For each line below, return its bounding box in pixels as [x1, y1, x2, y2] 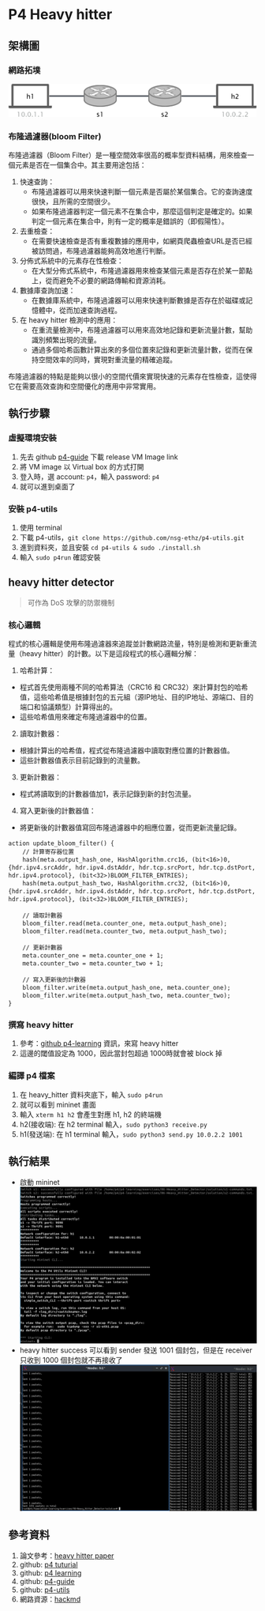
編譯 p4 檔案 [8, 1070, 55, 1081]
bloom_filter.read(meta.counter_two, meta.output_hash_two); [22, 927, 227, 936]
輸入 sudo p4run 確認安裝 [19, 553, 101, 562]
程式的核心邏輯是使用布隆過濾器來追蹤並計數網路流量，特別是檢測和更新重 [8, 639, 250, 649]
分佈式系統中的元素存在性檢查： [19, 256, 124, 266]
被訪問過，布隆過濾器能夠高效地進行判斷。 [31, 247, 170, 256]
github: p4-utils [19, 1585, 70, 1594]
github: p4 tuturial [19, 1560, 78, 1569]
